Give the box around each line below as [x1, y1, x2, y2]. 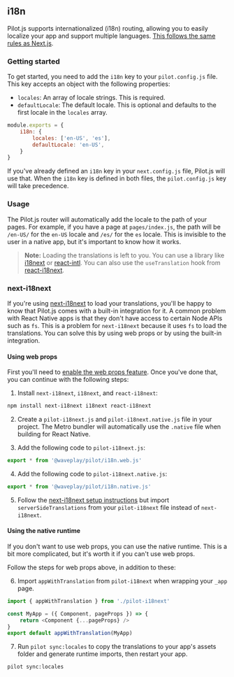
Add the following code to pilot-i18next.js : [17, 443, 145, 452]
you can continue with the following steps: [7, 376, 129, 384]
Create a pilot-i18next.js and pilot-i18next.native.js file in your [17, 415, 212, 424]
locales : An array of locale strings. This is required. [17, 94, 166, 102]
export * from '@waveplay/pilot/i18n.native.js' [7, 483, 152, 490]
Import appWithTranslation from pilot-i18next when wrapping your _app [17, 576, 228, 585]
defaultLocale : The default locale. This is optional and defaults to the [17, 101, 217, 109]
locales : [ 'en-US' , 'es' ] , [32, 134, 111, 142]
